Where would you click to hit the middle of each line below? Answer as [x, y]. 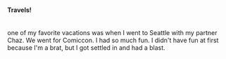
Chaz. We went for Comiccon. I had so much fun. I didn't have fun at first [113, 40]
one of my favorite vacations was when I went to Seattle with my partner [112, 33]
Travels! [19, 10]
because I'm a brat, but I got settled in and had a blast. [86, 48]
